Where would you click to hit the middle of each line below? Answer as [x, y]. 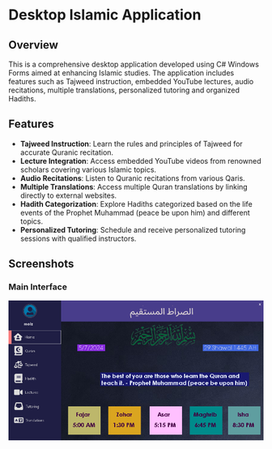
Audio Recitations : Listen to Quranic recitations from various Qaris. [132, 178]
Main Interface [38, 287]
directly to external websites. [68, 195]
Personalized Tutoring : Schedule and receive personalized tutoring [133, 229]
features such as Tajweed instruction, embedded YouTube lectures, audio [131, 81]
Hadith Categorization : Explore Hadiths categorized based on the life [136, 203]
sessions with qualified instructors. [78, 238]
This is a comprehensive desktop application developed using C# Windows [134, 64]
